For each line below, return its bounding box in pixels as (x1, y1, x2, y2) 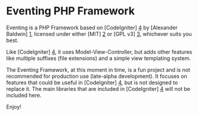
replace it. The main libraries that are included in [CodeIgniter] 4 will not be (6, 85, 191, 92)
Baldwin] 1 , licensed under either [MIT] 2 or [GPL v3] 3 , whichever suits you (6, 30, 192, 37)
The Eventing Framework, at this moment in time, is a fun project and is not (6, 66, 191, 73)
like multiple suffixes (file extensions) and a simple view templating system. (6, 54, 191, 62)
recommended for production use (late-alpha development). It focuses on (6, 72, 188, 80)
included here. (6, 91, 42, 99)
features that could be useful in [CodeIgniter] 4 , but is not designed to (6, 79, 178, 86)
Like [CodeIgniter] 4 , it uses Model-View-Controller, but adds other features (6, 48, 193, 55)
